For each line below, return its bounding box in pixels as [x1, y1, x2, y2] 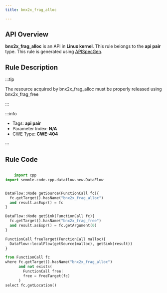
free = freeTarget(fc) [23, 273, 70, 279]
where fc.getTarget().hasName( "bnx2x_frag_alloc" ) [5, 260, 113, 265]
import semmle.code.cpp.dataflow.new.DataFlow [5, 177, 104, 182]
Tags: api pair [12, 120, 41, 126]
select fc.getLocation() [5, 283, 57, 288]
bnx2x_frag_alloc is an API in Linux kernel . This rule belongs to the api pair [5, 43, 161, 49]
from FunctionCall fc [5, 255, 50, 260]
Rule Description [5, 63, 58, 71]
